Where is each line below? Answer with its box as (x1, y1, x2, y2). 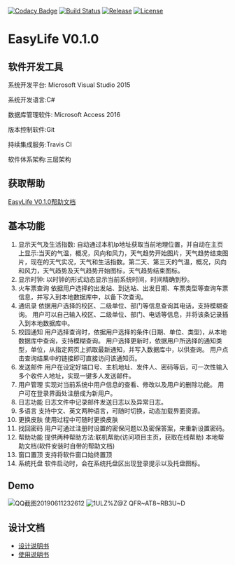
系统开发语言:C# (8, 95, 55, 104)
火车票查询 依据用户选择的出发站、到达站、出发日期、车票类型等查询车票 (17, 284, 229, 292)
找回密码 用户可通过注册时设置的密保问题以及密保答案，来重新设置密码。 (17, 424, 229, 433)
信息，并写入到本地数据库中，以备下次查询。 (17, 292, 148, 301)
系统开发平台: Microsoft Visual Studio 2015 (8, 81, 131, 89)
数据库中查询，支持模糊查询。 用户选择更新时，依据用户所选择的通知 (17, 336, 216, 345)
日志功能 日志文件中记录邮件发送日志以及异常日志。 (17, 397, 167, 406)
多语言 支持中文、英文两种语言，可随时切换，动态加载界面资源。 (17, 407, 204, 415)
